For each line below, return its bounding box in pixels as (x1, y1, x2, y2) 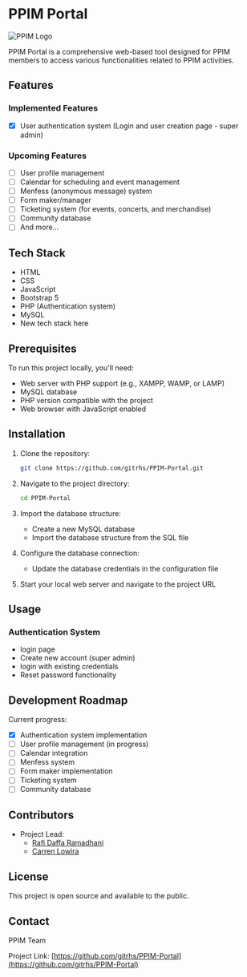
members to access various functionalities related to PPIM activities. (8, 55, 234, 65)
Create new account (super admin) (19, 653, 136, 663)
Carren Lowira (31, 846, 79, 856)
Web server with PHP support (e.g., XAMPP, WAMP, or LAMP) (19, 378, 225, 389)
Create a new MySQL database (31, 524, 136, 534)
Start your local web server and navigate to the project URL (19, 579, 217, 589)
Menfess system (19, 757, 75, 767)
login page (19, 644, 56, 654)
